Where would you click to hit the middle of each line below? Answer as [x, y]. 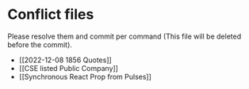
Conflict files [51, 15]
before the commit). [40, 44]
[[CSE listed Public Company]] [68, 68]
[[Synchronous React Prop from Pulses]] [85, 76]
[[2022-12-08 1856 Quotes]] [65, 60]
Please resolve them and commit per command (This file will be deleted [125, 36]
